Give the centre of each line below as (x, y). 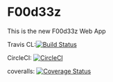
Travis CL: (21, 44)
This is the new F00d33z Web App (56, 31)
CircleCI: (20, 58)
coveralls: (21, 71)
